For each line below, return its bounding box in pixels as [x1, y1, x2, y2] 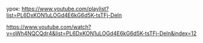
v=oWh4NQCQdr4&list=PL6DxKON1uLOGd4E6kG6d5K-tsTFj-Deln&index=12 [6, 30, 197, 37]
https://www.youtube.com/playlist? [21, 5, 109, 12]
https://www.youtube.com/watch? [6, 24, 92, 30]
